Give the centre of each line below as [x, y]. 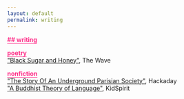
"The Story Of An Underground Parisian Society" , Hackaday [92, 80]
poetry [17, 53]
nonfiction [22, 74]
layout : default [30, 13]
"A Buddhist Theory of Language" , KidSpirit [69, 88]
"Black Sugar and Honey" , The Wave [59, 60]
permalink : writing [35, 20]
